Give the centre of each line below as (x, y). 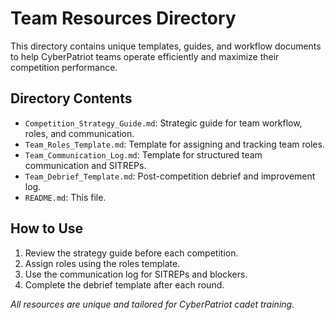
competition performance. (64, 67)
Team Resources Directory (123, 18)
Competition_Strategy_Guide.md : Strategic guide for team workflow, (163, 123)
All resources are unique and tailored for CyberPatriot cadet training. (152, 304)
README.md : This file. (65, 197)
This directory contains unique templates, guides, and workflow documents (166, 46)
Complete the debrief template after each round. (124, 284)
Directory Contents (71, 98)
